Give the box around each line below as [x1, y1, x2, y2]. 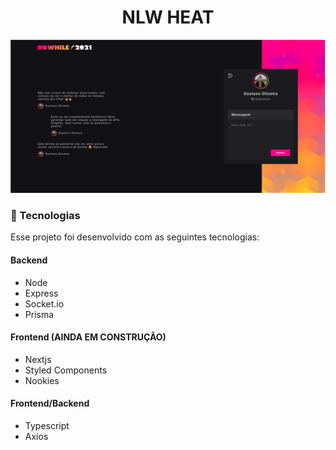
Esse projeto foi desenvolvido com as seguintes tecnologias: [10, 231, 260, 243]
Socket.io [24, 297, 65, 310]
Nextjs [24, 353, 52, 365]
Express [24, 287, 59, 299]
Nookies [24, 374, 60, 386]
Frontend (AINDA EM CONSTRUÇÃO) [10, 331, 167, 343]
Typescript [24, 419, 70, 431]
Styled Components [24, 364, 108, 376]
